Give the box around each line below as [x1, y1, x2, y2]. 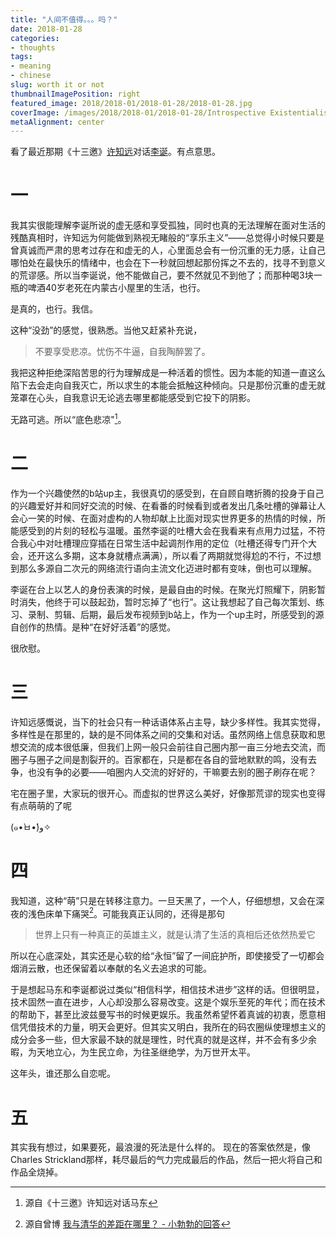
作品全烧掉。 [10, 1166, 63, 1178]
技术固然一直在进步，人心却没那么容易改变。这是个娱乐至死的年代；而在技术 [10, 996, 326, 1008]
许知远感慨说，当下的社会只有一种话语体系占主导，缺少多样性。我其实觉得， [10, 716, 326, 728]
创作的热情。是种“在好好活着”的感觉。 [18, 621, 177, 633]
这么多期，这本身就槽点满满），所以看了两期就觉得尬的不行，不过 [44, 549, 313, 561]
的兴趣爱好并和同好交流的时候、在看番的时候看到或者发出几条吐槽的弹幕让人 [10, 499, 326, 511]
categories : [10, 33, 60, 43]
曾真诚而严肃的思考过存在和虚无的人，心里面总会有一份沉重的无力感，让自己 [10, 244, 326, 256]
